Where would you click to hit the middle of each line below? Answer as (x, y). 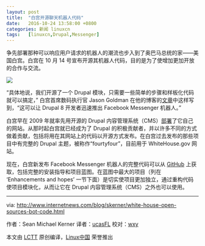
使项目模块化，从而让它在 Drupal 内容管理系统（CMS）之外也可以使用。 (97, 187)
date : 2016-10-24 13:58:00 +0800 (52, 23)
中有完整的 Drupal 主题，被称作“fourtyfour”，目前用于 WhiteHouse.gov (101, 143)
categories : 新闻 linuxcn (38, 29)
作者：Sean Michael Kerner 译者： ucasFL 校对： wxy (72, 224)
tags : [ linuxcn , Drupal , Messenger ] (53, 35)
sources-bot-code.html (36, 212)
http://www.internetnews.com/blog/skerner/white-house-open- (97, 205)
